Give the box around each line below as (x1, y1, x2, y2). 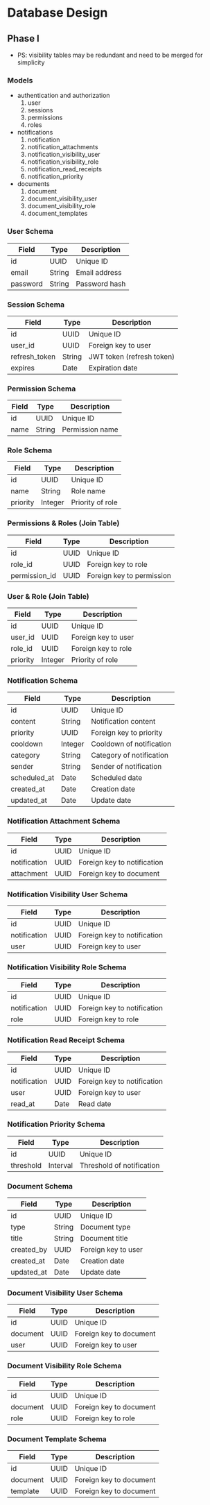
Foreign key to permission (87, 570, 171, 580)
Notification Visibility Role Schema (7, 962, 127, 972)
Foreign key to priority (91, 728, 163, 738)
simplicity (17, 58, 45, 67)
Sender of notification (91, 762, 162, 772)
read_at (10, 1098, 35, 1108)
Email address (76, 267, 122, 277)
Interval (48, 1160, 73, 1170)
